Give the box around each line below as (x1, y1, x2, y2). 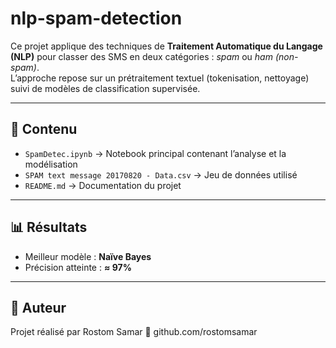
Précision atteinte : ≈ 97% (24, 261, 132, 273)
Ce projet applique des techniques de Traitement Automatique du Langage (10, 40, 323, 52)
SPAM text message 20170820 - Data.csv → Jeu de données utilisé (24, 168, 298, 181)
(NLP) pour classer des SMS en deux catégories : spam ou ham (10, 50, 273, 62)
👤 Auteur (10, 299, 67, 316)
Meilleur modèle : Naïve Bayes (24, 250, 152, 262)
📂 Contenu (10, 121, 78, 138)
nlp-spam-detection (10, 7, 183, 30)
